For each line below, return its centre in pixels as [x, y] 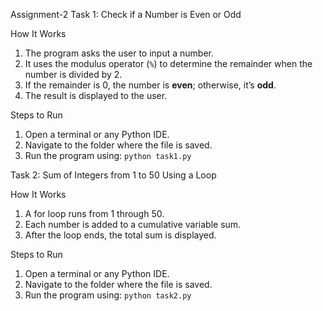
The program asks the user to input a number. [119, 53]
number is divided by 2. [73, 74]
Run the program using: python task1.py [108, 155]
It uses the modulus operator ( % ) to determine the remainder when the [168, 63]
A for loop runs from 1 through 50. [94, 213]
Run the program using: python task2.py [108, 295]
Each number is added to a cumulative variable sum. [133, 224]
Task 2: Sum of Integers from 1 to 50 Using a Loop [113, 175]
